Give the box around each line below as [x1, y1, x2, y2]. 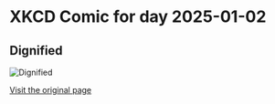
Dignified [9, 43, 63, 58]
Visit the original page [9, 85, 92, 95]
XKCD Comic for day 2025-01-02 [9, 6, 267, 27]
